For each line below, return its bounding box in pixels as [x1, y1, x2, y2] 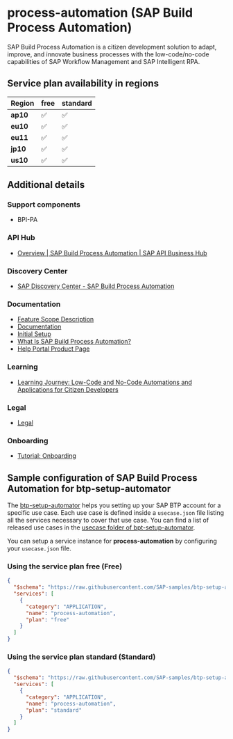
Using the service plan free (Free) [7, 562, 123, 571]
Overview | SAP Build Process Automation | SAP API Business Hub [17, 248, 207, 257]
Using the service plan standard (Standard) [7, 652, 156, 662]
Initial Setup [17, 330, 51, 338]
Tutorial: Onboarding [17, 452, 76, 460]
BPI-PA [17, 216, 38, 224]
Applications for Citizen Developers [17, 385, 119, 394]
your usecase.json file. [7, 544, 71, 553]
